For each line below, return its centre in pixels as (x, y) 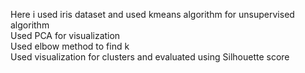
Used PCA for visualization (65, 35)
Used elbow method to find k (70, 46)
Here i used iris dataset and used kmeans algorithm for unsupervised (152, 14)
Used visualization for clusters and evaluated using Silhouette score (150, 57)
